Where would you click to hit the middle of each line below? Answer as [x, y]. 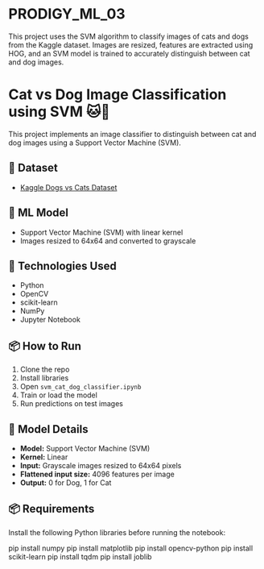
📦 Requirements [52, 509]
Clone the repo [45, 370]
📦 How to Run [45, 346]
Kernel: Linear [44, 457]
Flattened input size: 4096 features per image [97, 474]
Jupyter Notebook [50, 320]
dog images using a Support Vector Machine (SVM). [95, 143]
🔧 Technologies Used [62, 266]
